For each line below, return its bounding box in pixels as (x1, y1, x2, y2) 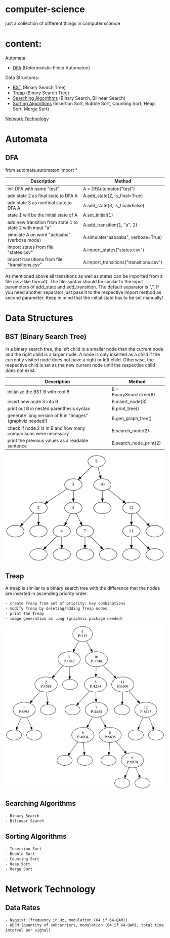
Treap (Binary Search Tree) (12, 90, 69, 96)
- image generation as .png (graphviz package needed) (5, 616, 123, 621)
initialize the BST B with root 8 (7, 389, 70, 395)
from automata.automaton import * (5, 167, 78, 173)
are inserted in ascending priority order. (5, 590, 88, 596)
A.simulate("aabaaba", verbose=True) (82, 234, 162, 240)
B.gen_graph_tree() (111, 415, 152, 421)
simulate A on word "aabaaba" (7, 232, 71, 238)
